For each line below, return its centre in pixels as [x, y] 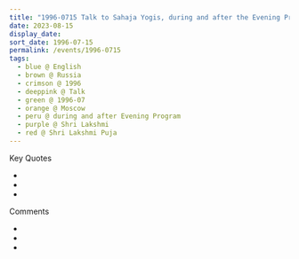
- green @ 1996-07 [52, 100]
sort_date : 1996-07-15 [51, 42]
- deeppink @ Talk [52, 91]
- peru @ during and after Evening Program [99, 116]
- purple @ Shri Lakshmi [63, 125]
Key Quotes [30, 158]
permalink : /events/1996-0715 [65, 51]
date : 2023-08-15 [41, 26]
